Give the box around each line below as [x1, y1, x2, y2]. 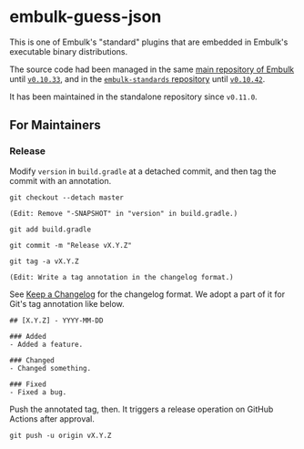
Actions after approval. [9, 413, 96, 424]
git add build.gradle [9, 225, 92, 234]
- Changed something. [9, 363, 92, 372]
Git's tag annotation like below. [9, 298, 125, 309]
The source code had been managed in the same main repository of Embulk [9, 64, 295, 75]
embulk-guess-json [9, 6, 162, 27]
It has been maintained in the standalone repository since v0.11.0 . [9, 91, 258, 102]
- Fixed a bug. [9, 387, 67, 397]
